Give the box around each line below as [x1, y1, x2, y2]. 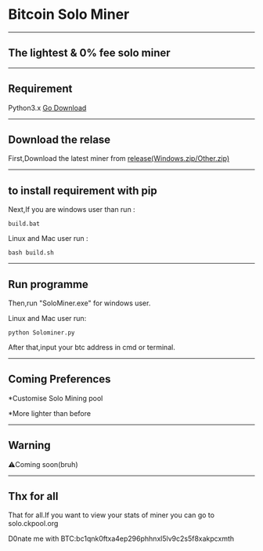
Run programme [8, 277, 88, 291]
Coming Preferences [8, 373, 111, 386]
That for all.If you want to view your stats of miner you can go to [8, 510, 215, 520]
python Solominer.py [8, 329, 76, 337]
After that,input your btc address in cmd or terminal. [8, 343, 176, 352]
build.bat [8, 220, 41, 228]
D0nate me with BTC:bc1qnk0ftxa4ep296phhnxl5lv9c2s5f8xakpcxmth [8, 534, 235, 543]
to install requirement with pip [8, 184, 158, 197]
